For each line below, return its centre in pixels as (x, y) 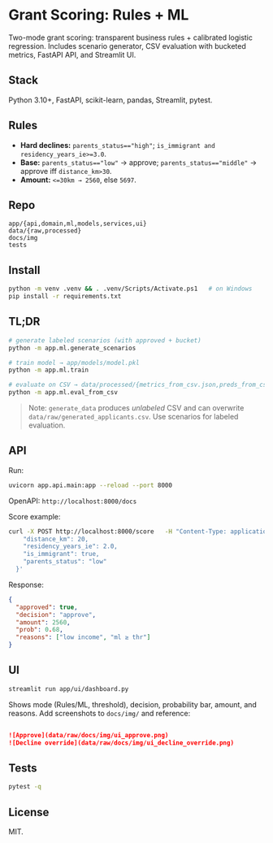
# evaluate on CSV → (43, 385)
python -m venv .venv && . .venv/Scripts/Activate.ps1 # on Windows (130, 289)
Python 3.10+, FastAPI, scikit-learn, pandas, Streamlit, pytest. (110, 100)
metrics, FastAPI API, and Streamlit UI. (72, 54)
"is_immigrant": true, (61, 554)
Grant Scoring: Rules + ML (99, 15)
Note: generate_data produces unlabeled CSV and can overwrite (136, 408)
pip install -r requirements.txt (65, 297)
